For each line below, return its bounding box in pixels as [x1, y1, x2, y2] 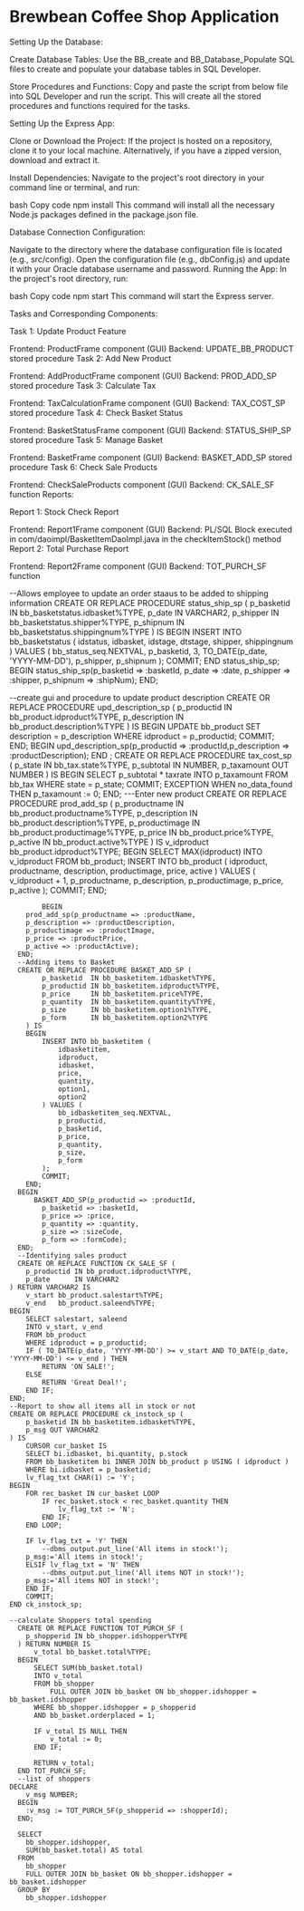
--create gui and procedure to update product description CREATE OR [9, 691, 271, 703]
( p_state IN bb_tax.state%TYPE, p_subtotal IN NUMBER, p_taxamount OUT [9, 759, 290, 770]
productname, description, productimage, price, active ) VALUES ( [9, 865, 256, 876]
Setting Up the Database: [9, 36, 104, 47]
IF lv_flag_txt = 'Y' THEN [25, 1536, 128, 1546]
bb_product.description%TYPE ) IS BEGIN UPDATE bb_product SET [9, 720, 261, 731]
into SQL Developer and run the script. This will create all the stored [9, 91, 261, 101]
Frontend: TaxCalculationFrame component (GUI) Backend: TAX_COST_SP [9, 397, 286, 409]
